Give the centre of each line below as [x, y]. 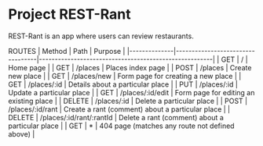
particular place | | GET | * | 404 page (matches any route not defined [121, 126]
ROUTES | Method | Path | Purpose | [67, 51]
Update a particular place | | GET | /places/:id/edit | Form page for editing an [131, 92]
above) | [22, 134]
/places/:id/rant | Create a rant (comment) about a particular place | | [119, 109]
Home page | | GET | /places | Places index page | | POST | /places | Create [130, 67]
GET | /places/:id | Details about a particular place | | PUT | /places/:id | [123, 84]
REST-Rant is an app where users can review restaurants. [101, 36]
